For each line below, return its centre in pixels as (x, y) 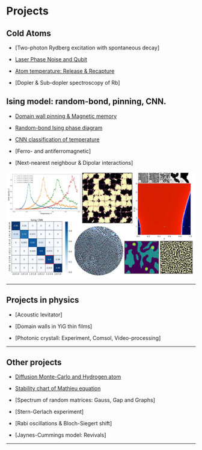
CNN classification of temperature (57, 139)
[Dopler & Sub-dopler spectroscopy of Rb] (67, 83)
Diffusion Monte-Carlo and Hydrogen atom (68, 377)
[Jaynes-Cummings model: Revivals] (60, 435)
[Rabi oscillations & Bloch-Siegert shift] (63, 424)
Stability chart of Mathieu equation (58, 389)
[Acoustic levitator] (38, 315)
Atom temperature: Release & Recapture (65, 71)
